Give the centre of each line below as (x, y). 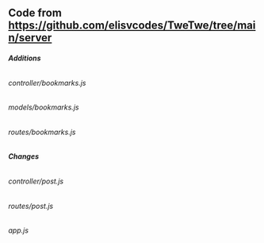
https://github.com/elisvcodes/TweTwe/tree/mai (132, 26)
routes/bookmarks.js (42, 132)
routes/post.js (31, 206)
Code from (35, 13)
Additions (25, 58)
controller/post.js (36, 181)
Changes (24, 156)
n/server (30, 38)
